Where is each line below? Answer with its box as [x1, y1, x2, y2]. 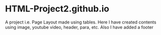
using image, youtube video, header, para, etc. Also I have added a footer [5, 24, 154, 30]
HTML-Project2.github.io [5, 3, 109, 14]
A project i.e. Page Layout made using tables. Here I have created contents [5, 19, 157, 25]
